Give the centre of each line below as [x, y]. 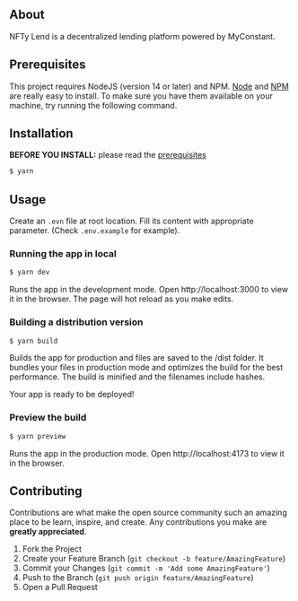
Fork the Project [52, 549]
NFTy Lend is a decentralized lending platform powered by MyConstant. [142, 36]
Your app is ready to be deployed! [72, 395]
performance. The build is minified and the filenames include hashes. [137, 377]
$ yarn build [34, 341]
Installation [41, 134]
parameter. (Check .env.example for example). [95, 231]
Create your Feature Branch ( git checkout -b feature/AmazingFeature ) [154, 559]
